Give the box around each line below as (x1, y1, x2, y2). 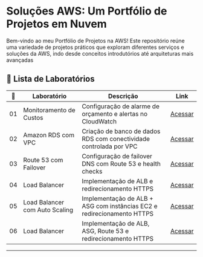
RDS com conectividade (81, 134, 150, 143)
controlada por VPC (81, 142, 138, 151)
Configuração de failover (81, 152, 153, 160)
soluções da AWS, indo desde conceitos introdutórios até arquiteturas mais (6, 50, 194, 57)
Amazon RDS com (23, 131, 74, 139)
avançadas (6, 56, 34, 63)
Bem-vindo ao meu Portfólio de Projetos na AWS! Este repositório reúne (6, 37, 185, 44)
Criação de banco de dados (81, 127, 161, 135)
